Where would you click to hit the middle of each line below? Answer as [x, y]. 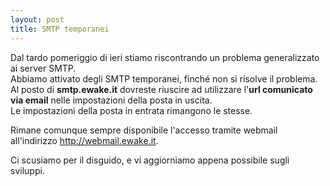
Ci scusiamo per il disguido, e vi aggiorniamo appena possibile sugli [150, 160]
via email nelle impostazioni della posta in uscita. [111, 100]
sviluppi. [27, 170]
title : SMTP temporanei [60, 29]
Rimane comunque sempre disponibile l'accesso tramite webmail [144, 130]
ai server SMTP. [43, 68]
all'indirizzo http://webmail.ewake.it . [84, 140]
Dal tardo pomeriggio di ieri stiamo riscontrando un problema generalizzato [165, 57]
